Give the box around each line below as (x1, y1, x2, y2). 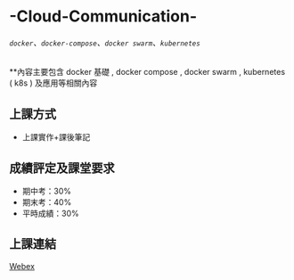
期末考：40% (21, 197, 72, 208)
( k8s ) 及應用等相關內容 (9, 78, 98, 88)
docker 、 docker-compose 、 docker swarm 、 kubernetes (9, 37, 200, 48)
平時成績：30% (21, 208, 80, 219)
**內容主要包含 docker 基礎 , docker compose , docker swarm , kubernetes (9, 67, 286, 78)
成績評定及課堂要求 (9, 161, 115, 176)
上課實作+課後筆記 (21, 132, 91, 143)
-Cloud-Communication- (9, 6, 198, 27)
